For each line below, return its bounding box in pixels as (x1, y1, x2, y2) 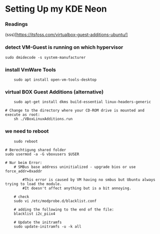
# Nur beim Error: (5, 160, 42, 165)
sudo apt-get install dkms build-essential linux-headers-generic (14, 100, 151, 105)
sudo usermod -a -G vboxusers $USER (5, 152, 79, 157)
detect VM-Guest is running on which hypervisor (5, 44, 124, 51)
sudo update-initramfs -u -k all (14, 224, 82, 229)
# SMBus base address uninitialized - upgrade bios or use (14, 164, 136, 169)
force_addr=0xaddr (5, 169, 42, 174)
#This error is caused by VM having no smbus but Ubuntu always (22, 177, 156, 182)
